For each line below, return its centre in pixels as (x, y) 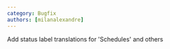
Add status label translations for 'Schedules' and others (85, 39)
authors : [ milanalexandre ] (45, 20)
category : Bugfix (32, 13)
